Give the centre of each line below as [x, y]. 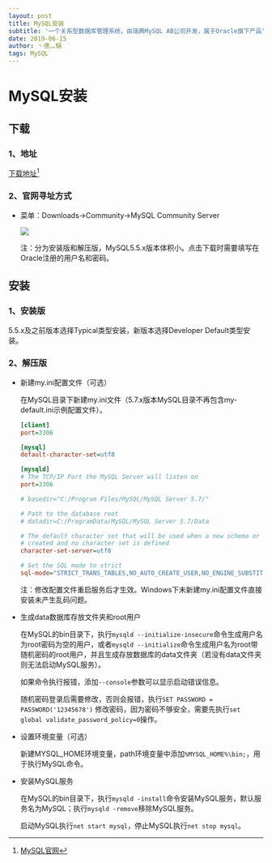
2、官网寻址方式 [40, 196]
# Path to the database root [69, 514]
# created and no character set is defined [95, 544]
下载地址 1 [24, 173]
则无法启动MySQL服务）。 [62, 664]
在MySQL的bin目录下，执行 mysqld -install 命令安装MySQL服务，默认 [137, 798]
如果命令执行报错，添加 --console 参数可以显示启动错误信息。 [122, 681]
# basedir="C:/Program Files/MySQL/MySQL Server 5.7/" [115, 499]
